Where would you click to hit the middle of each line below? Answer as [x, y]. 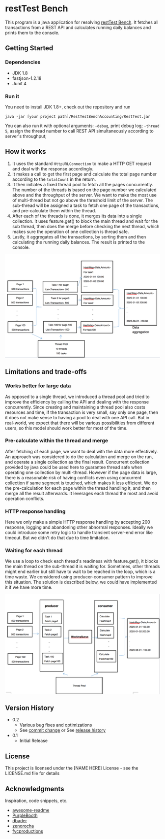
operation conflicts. [25, 499]
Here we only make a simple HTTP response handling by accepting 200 [78, 522]
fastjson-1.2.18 [27, 78]
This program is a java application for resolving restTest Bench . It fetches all [82, 22]
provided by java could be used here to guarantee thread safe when [74, 467]
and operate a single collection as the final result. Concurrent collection [77, 462]
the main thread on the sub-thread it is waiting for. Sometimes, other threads [82, 567]
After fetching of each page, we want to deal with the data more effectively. [82, 451]
